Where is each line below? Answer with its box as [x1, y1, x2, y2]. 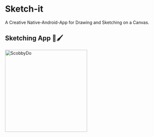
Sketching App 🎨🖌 [5, 34, 63, 42]
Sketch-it [5, 3, 44, 15]
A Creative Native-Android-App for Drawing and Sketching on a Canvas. [5, 19, 150, 25]
